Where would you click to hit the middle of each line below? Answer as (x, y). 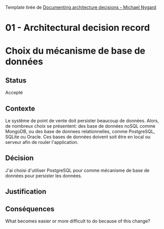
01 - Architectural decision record (78, 28)
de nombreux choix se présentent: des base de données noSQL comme (80, 126)
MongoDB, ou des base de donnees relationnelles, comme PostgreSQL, (80, 131)
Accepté (14, 93)
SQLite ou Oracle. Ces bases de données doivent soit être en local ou (78, 137)
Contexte (20, 108)
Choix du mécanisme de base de (75, 51)
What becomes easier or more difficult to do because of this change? (78, 221)
